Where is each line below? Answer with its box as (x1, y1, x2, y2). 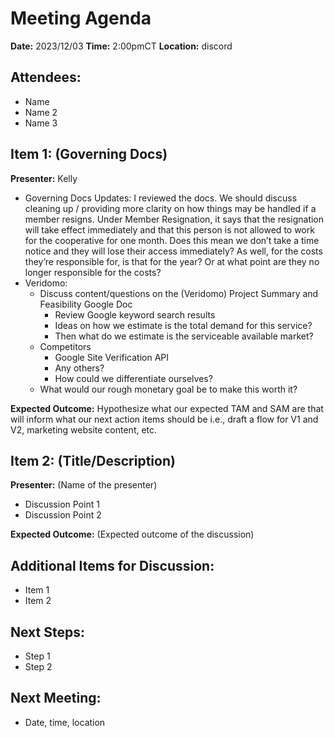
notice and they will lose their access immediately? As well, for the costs (24, 245, 323, 257)
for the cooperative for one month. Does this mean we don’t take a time (24, 234, 320, 246)
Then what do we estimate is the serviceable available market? (54, 330, 314, 342)
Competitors (39, 340, 92, 352)
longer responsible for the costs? (24, 266, 162, 278)
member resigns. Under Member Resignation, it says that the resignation (24, 213, 325, 225)
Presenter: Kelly (10, 172, 78, 184)
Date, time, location (24, 716, 106, 728)
